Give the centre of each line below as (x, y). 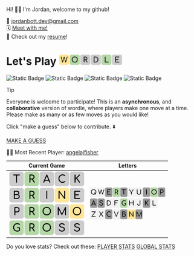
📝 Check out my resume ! (37, 37)
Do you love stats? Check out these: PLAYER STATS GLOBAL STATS (91, 247)
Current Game (47, 166)
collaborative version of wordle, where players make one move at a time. (97, 108)
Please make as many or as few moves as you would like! (78, 114)
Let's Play (31, 61)
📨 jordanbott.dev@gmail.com (42, 21)
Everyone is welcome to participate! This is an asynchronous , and (89, 101)
